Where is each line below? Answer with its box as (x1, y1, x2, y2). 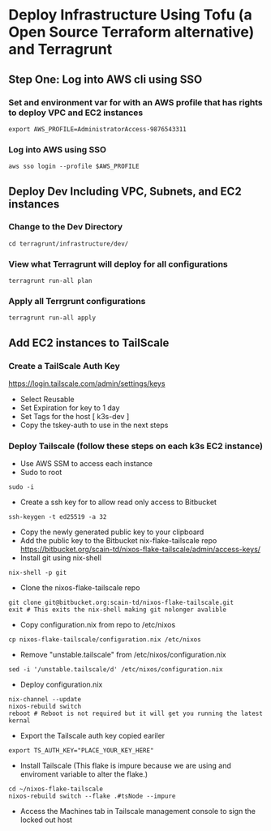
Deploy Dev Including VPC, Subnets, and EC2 (8, 184, 242, 198)
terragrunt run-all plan (8, 277, 92, 285)
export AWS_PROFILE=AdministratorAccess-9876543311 (8, 125, 187, 133)
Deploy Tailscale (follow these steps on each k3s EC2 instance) (8, 440, 264, 452)
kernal (8, 717, 31, 725)
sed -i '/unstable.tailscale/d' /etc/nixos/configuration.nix (8, 666, 223, 674)
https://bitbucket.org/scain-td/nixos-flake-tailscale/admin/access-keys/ (19, 545, 261, 555)
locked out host (19, 815, 73, 825)
